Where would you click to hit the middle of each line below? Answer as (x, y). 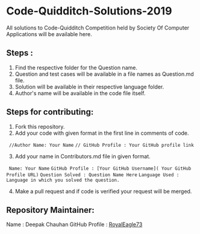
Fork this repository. (40, 126)
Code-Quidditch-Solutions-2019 (89, 11)
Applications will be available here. (49, 34)
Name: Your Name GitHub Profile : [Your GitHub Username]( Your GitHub (100, 168)
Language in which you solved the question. (63, 180)
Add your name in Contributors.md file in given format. (83, 156)
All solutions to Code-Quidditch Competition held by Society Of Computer (98, 28)
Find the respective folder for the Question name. (76, 67)
